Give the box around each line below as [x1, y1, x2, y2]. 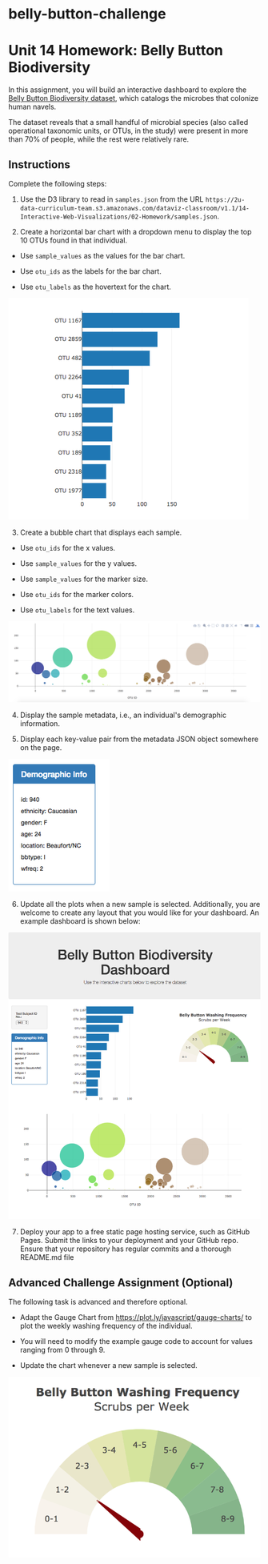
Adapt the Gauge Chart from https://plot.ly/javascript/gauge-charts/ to [19, 1313, 252, 1322]
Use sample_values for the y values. [19, 558, 138, 568]
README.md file [19, 1253, 74, 1262]
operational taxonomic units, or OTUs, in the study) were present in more [8, 126, 249, 136]
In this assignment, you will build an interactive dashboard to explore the [8, 85, 247, 94]
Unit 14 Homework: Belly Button [8, 42, 224, 60]
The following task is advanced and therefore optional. [8, 1297, 188, 1307]
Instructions [8, 158, 70, 171]
